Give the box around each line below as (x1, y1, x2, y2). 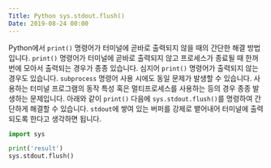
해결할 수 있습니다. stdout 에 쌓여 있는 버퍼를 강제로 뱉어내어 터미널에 (29, 103, 249, 114)
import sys (8, 130, 45, 138)
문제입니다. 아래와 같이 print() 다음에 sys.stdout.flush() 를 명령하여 (29, 93, 253, 103)
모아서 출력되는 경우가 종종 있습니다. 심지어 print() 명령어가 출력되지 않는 (23, 62, 259, 73)
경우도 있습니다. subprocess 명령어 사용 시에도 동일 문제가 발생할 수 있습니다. (8, 73, 252, 83)
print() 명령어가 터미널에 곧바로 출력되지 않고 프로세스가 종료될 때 (32, 53, 244, 62)
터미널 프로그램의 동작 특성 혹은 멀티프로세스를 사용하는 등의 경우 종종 (29, 83, 252, 93)
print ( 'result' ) (8, 144, 63, 153)
